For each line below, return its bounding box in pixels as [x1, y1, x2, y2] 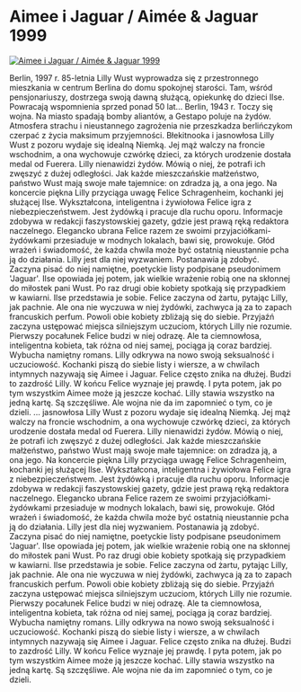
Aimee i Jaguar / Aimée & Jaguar [9, 6, 259, 27]
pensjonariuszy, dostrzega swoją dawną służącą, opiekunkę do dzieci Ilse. [9, 92, 285, 102]
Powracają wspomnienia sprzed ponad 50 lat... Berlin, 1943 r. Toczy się [9, 101, 273, 111]
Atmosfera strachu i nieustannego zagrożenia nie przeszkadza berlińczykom [9, 120, 293, 131]
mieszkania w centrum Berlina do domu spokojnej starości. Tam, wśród [9, 82, 273, 93]
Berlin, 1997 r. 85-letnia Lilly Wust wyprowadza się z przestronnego [9, 72, 259, 83]
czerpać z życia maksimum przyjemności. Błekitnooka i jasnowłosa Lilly [9, 129, 275, 140]
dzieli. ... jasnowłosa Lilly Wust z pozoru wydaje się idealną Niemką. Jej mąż [9, 406, 291, 417]
